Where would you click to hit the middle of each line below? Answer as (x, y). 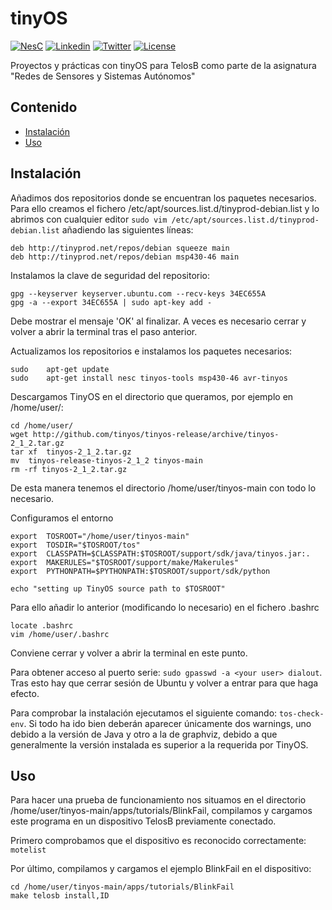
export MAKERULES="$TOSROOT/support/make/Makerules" (125, 562)
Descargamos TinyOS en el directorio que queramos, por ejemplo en (152, 396)
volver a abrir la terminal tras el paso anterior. (104, 331)
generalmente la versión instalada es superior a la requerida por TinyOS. (159, 744)
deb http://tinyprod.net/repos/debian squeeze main (120, 248)
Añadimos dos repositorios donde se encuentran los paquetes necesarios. (163, 198)
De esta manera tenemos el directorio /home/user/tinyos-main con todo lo (163, 488)
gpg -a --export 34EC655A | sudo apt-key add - (111, 302)
